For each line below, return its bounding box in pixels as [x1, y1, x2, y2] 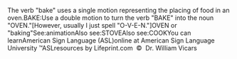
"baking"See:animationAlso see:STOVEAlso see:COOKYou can [7, 28, 191, 37]
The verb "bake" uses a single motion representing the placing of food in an [7, 6, 230, 14]
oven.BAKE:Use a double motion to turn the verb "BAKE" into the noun [7, 14, 214, 22]
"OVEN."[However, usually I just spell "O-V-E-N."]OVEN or [7, 21, 177, 29]
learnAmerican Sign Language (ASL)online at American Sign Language [7, 36, 215, 45]
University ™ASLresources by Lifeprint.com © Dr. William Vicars [7, 44, 197, 52]
